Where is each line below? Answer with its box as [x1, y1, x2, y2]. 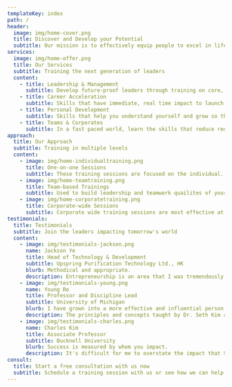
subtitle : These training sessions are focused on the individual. [25, 170, 224, 177]
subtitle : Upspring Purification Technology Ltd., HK [25, 260, 184, 267]
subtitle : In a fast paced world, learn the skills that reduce [25, 126, 215, 132]
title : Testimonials [13, 221, 72, 228]
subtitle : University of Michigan [25, 299, 126, 306]
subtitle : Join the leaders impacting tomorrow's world [13, 228, 177, 235]
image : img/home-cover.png [13, 29, 91, 37]
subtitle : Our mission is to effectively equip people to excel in [13, 42, 212, 49]
